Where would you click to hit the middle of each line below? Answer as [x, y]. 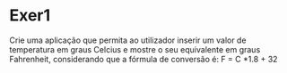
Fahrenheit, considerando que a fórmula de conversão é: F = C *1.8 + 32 [143, 59]
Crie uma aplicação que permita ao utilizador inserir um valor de [128, 40]
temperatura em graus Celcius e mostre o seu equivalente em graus [135, 49]
